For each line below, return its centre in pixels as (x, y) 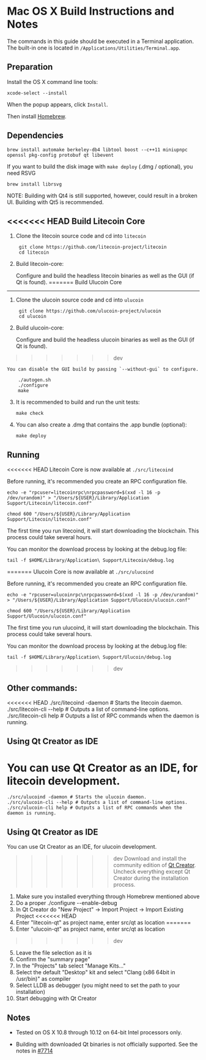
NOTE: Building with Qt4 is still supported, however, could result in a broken (102, 195)
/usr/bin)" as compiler (43, 979)
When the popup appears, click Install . (58, 104)
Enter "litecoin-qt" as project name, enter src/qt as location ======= (103, 923)
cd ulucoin (32, 317)
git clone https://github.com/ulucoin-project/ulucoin (90, 311)
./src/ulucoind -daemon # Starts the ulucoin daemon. (77, 797)
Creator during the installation (151, 878)
